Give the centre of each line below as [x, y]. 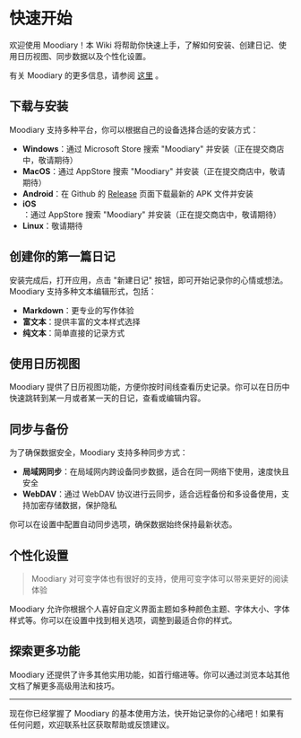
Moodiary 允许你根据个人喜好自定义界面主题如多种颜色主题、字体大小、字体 [150, 609]
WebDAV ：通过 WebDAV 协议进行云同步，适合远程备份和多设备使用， [152, 494]
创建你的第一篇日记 [62, 257]
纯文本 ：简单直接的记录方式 [73, 332]
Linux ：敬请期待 [52, 225]
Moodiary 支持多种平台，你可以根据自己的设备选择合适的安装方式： [134, 129]
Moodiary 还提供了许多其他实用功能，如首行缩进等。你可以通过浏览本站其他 [150, 674]
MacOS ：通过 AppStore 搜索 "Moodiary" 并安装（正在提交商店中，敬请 [154, 171]
